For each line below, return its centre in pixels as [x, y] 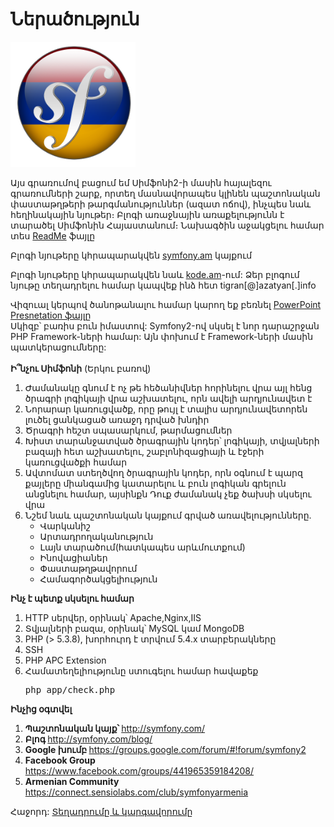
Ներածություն [75, 19]
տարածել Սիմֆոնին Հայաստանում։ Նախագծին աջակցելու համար [167, 225]
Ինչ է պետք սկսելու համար [72, 598]
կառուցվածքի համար [76, 462]
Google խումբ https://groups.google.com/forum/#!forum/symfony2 [165, 749]
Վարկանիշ [65, 525]
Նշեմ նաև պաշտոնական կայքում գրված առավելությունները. [168, 515]
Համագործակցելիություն [98, 579]
